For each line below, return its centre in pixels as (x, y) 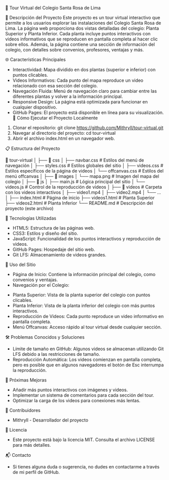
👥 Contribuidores (23, 410)
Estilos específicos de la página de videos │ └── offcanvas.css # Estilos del (84, 171)
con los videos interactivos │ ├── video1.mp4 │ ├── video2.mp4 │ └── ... (83, 192)
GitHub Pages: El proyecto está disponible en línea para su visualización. (88, 113)
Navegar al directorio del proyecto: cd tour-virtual (64, 133)
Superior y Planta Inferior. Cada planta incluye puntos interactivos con (78, 34)
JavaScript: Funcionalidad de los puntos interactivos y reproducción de (87, 239)
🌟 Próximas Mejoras (26, 380)
